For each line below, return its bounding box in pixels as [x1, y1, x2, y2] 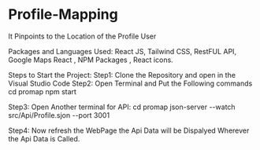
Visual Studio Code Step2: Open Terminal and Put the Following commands [8, 79, 253, 88]
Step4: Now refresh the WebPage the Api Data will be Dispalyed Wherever [8, 126, 250, 135]
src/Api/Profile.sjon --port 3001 [8, 110, 110, 119]
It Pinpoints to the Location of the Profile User [8, 31, 157, 41]
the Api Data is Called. [8, 134, 80, 143]
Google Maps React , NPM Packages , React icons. [8, 55, 173, 64]
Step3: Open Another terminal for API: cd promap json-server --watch [8, 102, 236, 112]
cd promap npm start [8, 86, 77, 96]
